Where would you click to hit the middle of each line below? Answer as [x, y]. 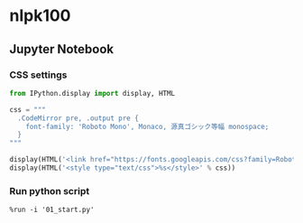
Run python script [50, 190]
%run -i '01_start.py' [52, 210]
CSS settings [38, 75]
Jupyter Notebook [62, 49]
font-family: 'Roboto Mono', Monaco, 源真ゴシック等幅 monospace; [147, 126]
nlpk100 [40, 16]
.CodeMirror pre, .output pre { [78, 118]
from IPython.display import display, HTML [92, 93]
